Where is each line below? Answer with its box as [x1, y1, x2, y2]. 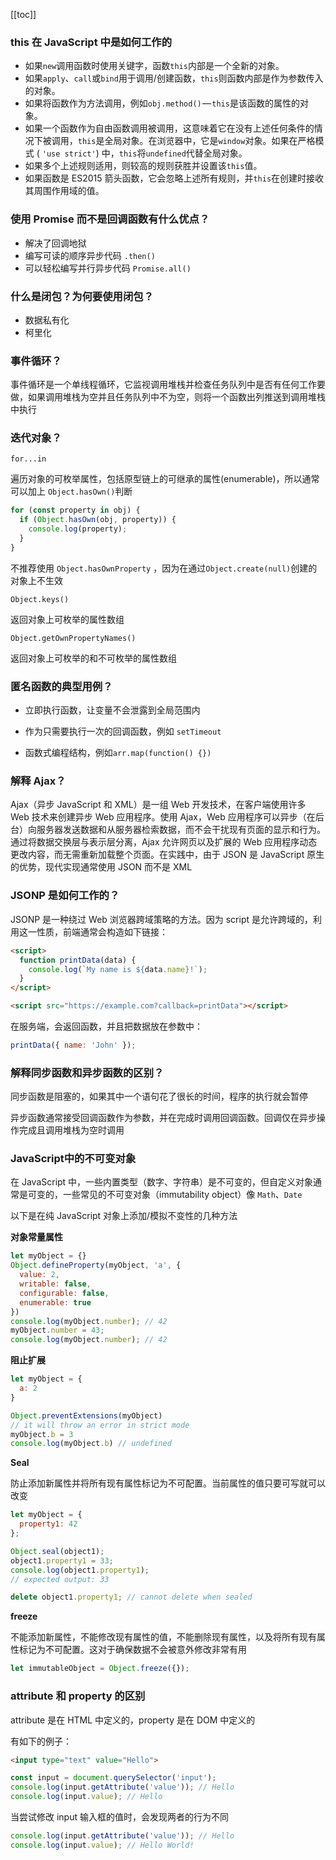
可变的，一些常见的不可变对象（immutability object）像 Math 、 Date [27, 1189, 303, 1201]
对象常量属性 [10, 1231, 63, 1243]
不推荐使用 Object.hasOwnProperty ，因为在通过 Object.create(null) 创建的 [10, 562, 318, 574]
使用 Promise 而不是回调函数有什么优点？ [10, 212, 210, 226]
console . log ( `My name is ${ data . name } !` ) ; [28, 964, 208, 974]
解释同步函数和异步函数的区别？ [10, 1065, 165, 1079]
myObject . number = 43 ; [10, 1325, 105, 1336]
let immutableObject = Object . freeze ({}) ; [10, 1664, 190, 1674]
